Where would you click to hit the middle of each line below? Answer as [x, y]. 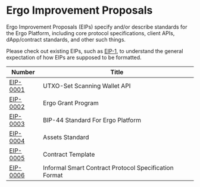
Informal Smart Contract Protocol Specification [108, 167]
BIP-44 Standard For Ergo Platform [92, 120]
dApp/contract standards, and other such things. [66, 39]
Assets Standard [66, 137]
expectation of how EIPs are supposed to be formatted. [74, 57]
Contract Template [69, 154]
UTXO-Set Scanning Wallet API [87, 86]
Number [23, 72]
